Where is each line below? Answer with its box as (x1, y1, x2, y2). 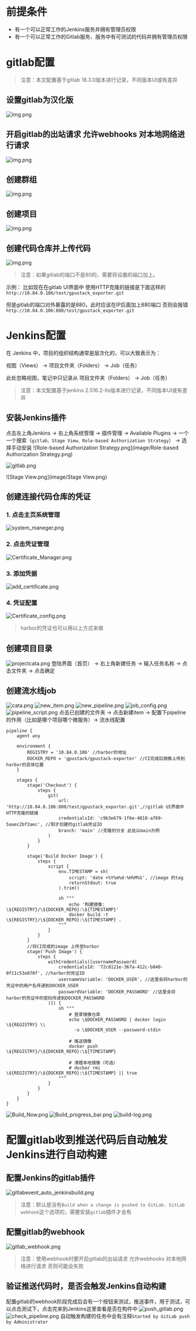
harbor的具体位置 (6, 762, 44, 768)
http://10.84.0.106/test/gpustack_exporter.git (6, 290, 125, 296)
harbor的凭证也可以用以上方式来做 (20, 624, 104, 632)
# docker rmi (68, 1065, 101, 1071)
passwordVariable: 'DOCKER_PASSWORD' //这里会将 (58, 989, 176, 995)
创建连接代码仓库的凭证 (6, 492, 91, 502)
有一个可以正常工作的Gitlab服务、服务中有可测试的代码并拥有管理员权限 (14, 33, 188, 40)
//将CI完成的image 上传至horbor (27, 943, 100, 950)
